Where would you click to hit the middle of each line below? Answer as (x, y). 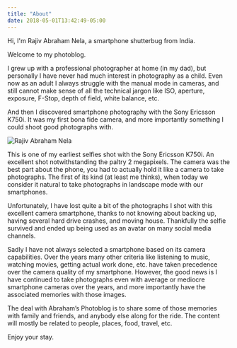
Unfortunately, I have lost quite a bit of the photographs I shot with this (110, 205)
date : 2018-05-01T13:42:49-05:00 (57, 21)
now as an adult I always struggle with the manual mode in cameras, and (113, 83)
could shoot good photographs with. (60, 127)
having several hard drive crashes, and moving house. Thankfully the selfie (117, 221)
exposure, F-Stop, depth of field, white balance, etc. (83, 98)
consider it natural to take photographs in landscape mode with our (105, 184)
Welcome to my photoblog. (47, 54)
